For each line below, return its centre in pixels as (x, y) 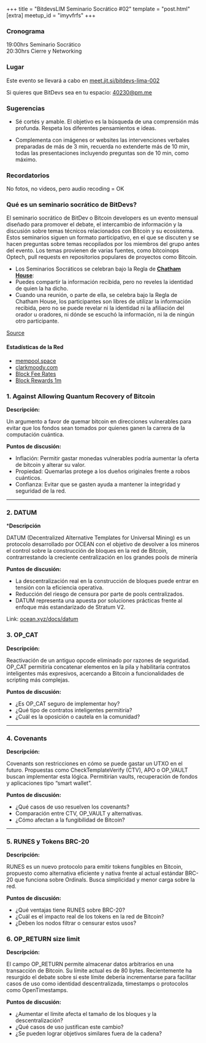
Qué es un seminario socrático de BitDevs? (71, 205)
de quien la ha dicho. (42, 288)
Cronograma (25, 31)
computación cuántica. (35, 434)
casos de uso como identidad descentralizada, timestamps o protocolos (97, 983)
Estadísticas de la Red (35, 347)
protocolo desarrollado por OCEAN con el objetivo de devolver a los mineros (103, 544)
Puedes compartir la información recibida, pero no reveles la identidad (104, 282)
